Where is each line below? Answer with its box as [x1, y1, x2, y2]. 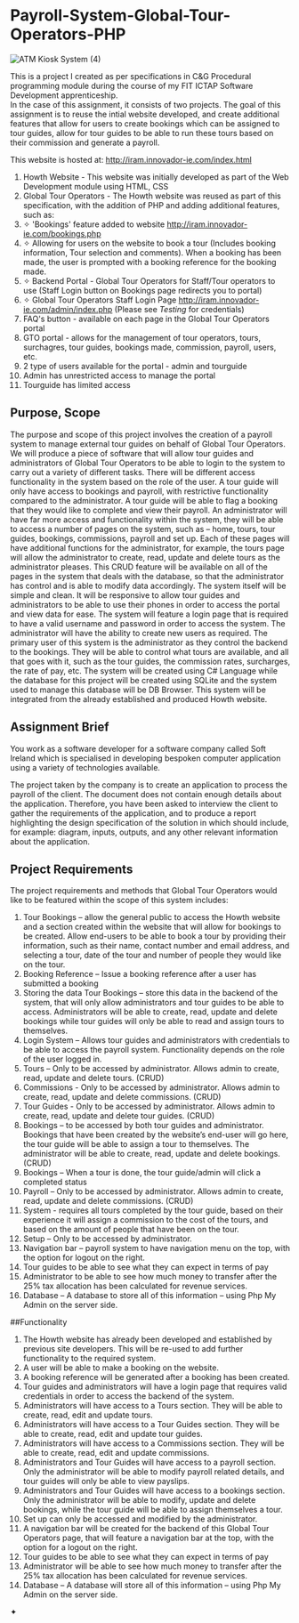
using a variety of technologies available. [10, 762, 161, 772]
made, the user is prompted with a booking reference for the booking [22, 256, 277, 267]
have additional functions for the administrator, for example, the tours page [10, 542, 286, 553]
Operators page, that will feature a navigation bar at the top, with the [22, 1532, 274, 1544]
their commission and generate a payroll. [10, 137, 160, 148]
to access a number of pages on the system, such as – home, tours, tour [10, 523, 276, 534]
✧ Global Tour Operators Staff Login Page [22, 295, 177, 305]
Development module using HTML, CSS [22, 181, 169, 191]
